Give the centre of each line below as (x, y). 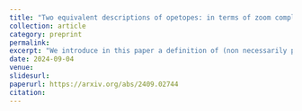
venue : (22, 68)
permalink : (30, 43)
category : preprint (46, 34)
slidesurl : (30, 76)
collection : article (48, 26)
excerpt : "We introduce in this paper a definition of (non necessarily (148, 51)
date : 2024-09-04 (42, 59)
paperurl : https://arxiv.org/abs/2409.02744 (94, 84)
